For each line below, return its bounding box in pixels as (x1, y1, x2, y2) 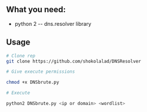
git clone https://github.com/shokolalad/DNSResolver (6, 58, 142, 64)
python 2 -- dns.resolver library (14, 20, 92, 27)
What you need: (6, 5, 66, 15)
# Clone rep (6, 53, 35, 59)
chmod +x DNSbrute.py (6, 79, 60, 86)
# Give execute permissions (6, 69, 76, 75)
